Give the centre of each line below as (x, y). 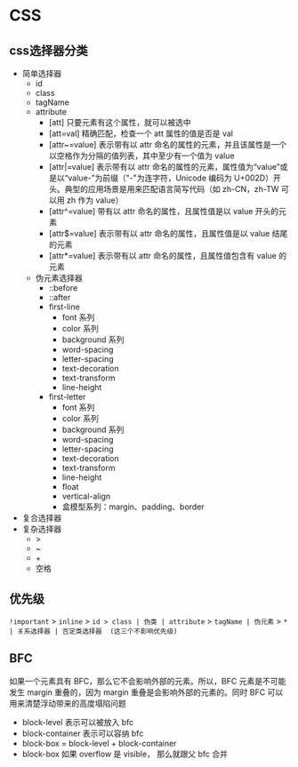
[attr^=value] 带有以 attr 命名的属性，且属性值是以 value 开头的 (164, 211)
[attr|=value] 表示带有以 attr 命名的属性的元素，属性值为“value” (164, 167)
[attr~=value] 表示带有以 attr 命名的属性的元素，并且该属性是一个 (168, 144)
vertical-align (86, 496)
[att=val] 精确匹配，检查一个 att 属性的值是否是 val (141, 133)
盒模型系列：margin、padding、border (133, 507)
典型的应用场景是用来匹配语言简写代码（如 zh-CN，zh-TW (172, 189)
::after (60, 297)
